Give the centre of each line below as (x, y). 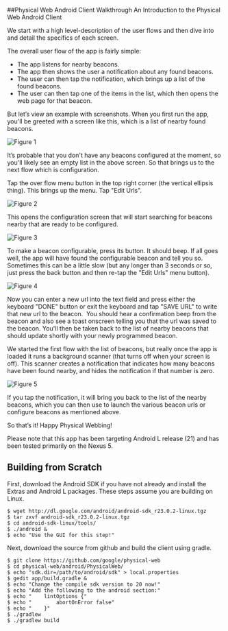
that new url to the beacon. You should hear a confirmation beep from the (112, 314)
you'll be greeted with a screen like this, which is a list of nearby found (106, 121)
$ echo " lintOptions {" (47, 596)
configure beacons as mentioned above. (64, 412)
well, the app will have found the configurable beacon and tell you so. (105, 258)
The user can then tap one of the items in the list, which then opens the (118, 93)
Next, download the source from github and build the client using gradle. (110, 547)
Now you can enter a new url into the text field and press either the (101, 299)
